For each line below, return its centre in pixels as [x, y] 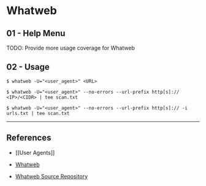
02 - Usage [28, 67]
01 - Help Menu [36, 33]
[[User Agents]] [35, 152]
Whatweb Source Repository [51, 176]
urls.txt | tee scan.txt [38, 113]
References [29, 138]
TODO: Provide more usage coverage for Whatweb [71, 48]
